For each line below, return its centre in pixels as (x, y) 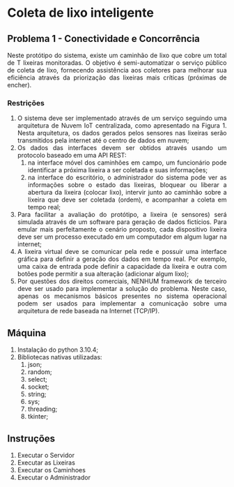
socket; (38, 387)
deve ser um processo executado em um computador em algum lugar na (122, 237)
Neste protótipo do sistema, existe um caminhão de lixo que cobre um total (117, 55)
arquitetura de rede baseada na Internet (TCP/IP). (88, 311)
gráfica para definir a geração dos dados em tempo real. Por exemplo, (122, 259)
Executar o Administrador (54, 477)
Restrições (26, 103)
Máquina (27, 333)
